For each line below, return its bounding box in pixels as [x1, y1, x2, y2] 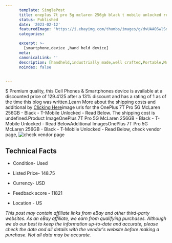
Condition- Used [12, 160, 48, 166]
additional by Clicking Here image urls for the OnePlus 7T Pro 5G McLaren [5, 104, 160, 110]
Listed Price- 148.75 [12, 170, 55, 176]
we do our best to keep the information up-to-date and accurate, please [5, 220, 158, 227]
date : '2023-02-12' [18, 22, 60, 27]
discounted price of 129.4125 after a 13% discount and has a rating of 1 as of [5, 94, 166, 100]
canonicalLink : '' [18, 55, 58, 60]
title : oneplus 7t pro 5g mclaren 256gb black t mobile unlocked [18, 12, 161, 17]
